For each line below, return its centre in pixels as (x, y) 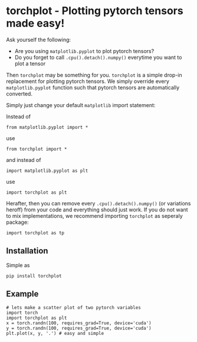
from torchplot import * (37, 149)
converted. (19, 94)
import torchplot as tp (35, 233)
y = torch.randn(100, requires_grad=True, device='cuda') (79, 328)
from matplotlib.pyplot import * (47, 127)
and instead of (24, 160)
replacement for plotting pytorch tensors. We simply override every (88, 81)
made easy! (35, 23)
